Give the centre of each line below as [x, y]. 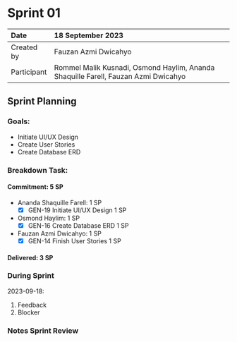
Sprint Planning [42, 101]
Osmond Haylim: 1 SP [48, 218]
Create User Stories [46, 144]
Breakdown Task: [38, 170]
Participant [29, 72]
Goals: [19, 121]
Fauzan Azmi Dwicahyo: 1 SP [60, 233]
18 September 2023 [89, 35]
